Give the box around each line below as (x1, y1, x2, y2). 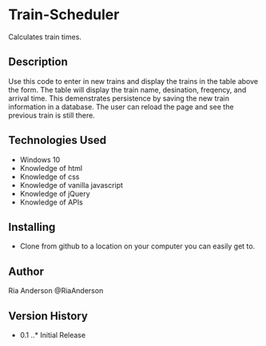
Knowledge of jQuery (19, 189, 90, 198)
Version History (8, 309, 88, 323)
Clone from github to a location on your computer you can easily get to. (19, 241, 256, 251)
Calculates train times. (8, 32, 82, 42)
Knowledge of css (19, 172, 80, 181)
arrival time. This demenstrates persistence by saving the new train (8, 93, 230, 103)
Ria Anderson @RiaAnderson (8, 286, 104, 296)
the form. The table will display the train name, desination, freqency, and (8, 85, 247, 94)
